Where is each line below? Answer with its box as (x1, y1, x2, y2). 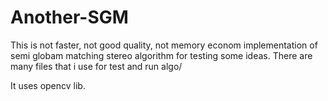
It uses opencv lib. (10, 79, 86, 91)
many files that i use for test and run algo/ (10, 60, 183, 72)
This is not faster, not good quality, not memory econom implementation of (10, 39, 318, 51)
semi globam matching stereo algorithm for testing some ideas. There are (10, 49, 313, 61)
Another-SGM (10, 6, 129, 29)
